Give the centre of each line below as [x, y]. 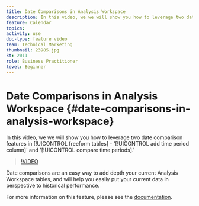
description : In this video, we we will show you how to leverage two [95, 17]
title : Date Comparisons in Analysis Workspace [66, 12]
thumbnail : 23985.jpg [33, 50]
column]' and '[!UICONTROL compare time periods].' [70, 150]
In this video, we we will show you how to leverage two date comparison [94, 137]
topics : [16, 28]
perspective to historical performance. [53, 186]
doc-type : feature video [37, 39]
